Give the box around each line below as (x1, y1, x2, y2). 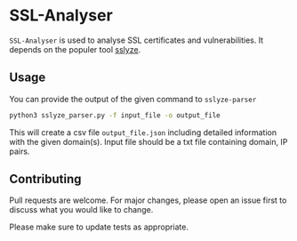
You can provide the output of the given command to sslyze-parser (9, 93, 257, 104)
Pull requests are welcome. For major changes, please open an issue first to (9, 195, 287, 205)
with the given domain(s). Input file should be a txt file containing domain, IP (9, 136, 288, 147)
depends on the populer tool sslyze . (9, 44, 141, 54)
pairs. (9, 146, 30, 157)
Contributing (9, 172, 82, 187)
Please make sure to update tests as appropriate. (9, 221, 189, 232)
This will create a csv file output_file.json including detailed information (9, 126, 277, 138)
